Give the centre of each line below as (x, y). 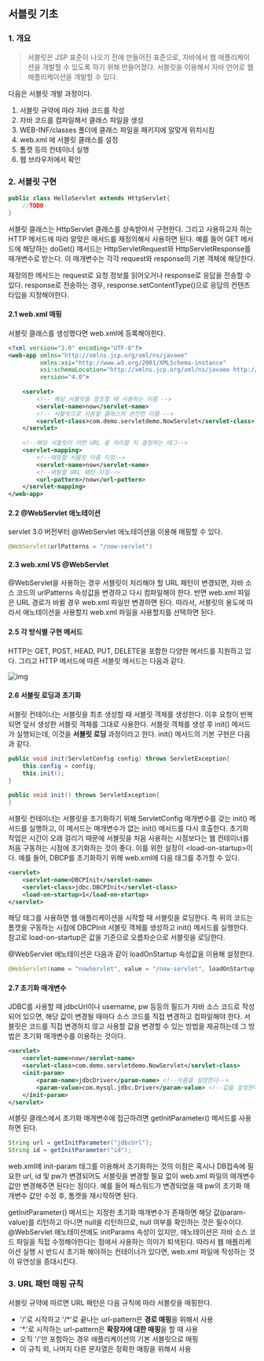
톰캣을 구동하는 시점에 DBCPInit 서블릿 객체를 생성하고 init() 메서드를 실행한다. (128, 928)
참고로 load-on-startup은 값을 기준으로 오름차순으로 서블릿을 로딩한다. (117, 937)
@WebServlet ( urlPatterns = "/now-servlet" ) (81, 547)
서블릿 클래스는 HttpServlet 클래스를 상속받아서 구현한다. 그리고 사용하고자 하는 (130, 229)
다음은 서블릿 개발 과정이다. (50, 94)
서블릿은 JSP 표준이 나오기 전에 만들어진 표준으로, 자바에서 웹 (122, 57)
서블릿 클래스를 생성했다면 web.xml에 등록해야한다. (87, 333)
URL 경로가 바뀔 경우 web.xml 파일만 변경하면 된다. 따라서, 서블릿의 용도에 (130, 603)
